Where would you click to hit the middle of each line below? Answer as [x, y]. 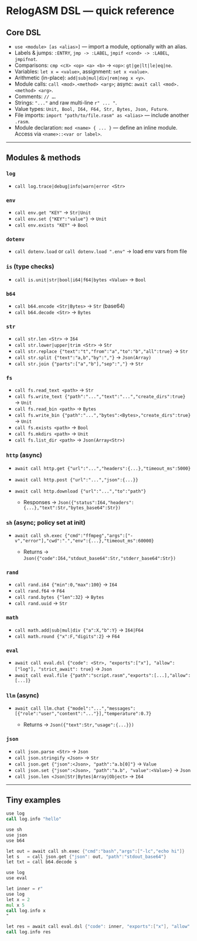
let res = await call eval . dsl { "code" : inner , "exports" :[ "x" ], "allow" [98, 927]
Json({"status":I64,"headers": [96, 502]
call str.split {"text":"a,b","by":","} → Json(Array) [83, 357]
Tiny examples [33, 800]
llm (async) [23, 695]
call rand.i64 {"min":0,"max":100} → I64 [66, 585]
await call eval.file [41, 675]
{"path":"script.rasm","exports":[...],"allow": [130, 675]
